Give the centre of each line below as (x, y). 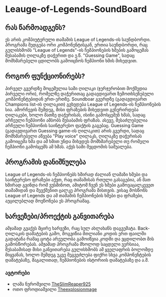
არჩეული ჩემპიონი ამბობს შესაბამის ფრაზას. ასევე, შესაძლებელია (77, 120)
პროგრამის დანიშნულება (46, 162)
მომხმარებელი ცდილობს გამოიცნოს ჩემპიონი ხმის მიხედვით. (72, 61)
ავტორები (17, 273)
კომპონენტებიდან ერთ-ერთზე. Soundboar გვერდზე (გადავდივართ (76, 99)
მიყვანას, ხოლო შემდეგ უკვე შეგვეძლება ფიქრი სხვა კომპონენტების (78, 255)
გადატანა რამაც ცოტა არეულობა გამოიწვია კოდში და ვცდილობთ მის (80, 239)
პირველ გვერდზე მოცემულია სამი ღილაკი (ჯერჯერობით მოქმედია (76, 88)
